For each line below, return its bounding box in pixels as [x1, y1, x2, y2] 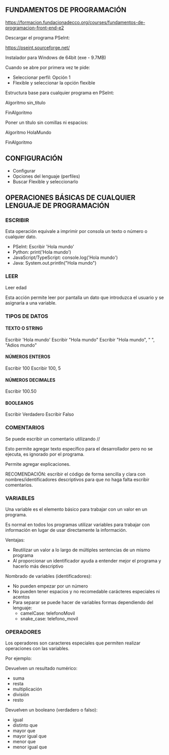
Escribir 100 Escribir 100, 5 [5, 365, 61, 371]
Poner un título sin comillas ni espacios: [5, 119, 88, 125]
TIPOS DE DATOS [5, 312, 48, 319]
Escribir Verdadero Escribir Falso [5, 411, 74, 418]
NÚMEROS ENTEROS [5, 354, 51, 360]
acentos [12, 594, 30, 600]
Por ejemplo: [5, 655, 32, 661]
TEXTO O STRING [5, 325, 43, 331]
